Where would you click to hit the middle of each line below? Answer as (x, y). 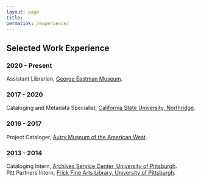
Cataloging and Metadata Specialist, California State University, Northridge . (101, 108)
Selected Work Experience (58, 48)
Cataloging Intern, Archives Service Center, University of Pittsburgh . (92, 166)
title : (15, 18)
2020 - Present (29, 65)
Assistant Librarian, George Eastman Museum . (65, 79)
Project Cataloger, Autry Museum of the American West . (77, 137)
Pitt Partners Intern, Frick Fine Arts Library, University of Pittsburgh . (91, 172)
